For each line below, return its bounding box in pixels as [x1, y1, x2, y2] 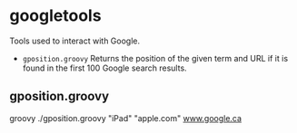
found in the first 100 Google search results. [22, 62, 188, 73]
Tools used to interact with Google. [9, 35, 141, 46]
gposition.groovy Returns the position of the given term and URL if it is [22, 52, 289, 63]
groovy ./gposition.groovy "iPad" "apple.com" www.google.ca [9, 112, 243, 123]
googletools [9, 5, 102, 26]
